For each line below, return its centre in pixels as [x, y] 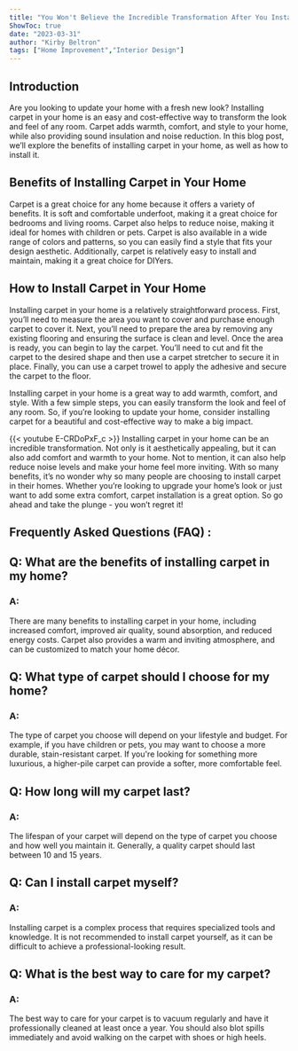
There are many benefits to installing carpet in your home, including [133, 621]
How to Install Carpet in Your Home [108, 289]
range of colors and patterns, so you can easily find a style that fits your [141, 241]
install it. [24, 154]
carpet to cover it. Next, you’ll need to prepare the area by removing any [141, 328]
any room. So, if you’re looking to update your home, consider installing [140, 412]
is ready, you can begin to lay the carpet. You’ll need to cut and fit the [136, 348]
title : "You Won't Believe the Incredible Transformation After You [138, 17]
